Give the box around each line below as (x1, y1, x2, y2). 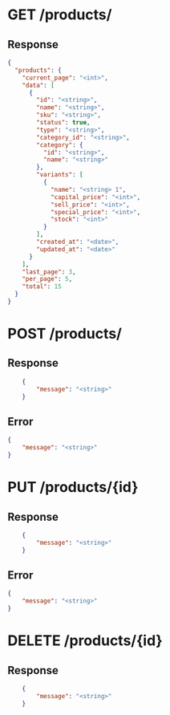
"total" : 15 (22, 282, 62, 290)
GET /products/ (7, 6, 112, 24)
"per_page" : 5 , (22, 275, 73, 283)
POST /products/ (7, 325, 122, 343)
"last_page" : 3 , (22, 267, 77, 276)
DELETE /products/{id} (7, 632, 163, 650)
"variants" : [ (36, 171, 83, 179)
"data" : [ (22, 81, 55, 89)
